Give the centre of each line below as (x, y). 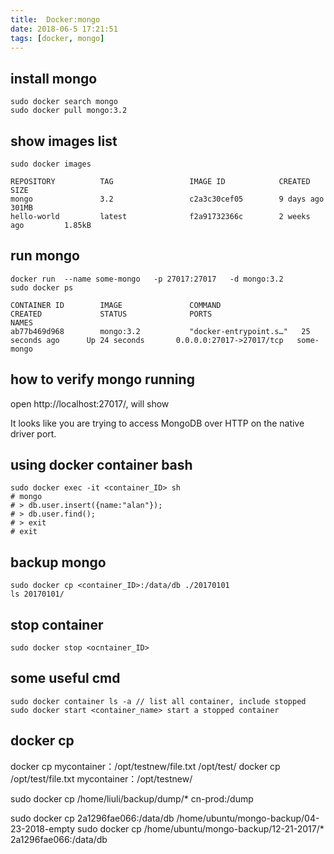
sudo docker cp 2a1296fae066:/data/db (92, 818)
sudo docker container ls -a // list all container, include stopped (158, 701)
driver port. (33, 433)
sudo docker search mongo (64, 102)
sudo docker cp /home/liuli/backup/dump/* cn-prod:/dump (132, 798)
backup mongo (58, 562)
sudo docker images (51, 164)
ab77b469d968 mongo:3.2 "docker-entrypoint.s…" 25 (160, 331)
